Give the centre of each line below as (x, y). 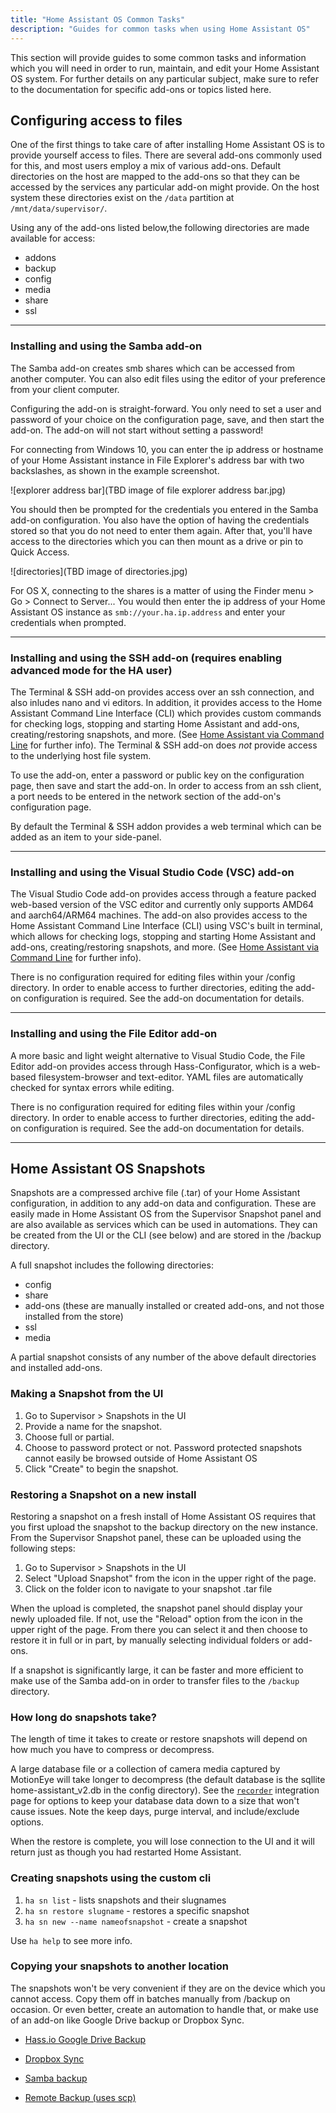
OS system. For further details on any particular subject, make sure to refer (164, 78)
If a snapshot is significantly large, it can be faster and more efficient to (157, 1670)
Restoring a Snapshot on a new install (103, 1494)
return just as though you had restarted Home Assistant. (126, 1852)
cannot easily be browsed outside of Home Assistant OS (141, 1458)
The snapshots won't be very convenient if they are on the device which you (168, 1988)
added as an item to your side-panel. (86, 837)
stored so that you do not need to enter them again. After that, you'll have (161, 530)
